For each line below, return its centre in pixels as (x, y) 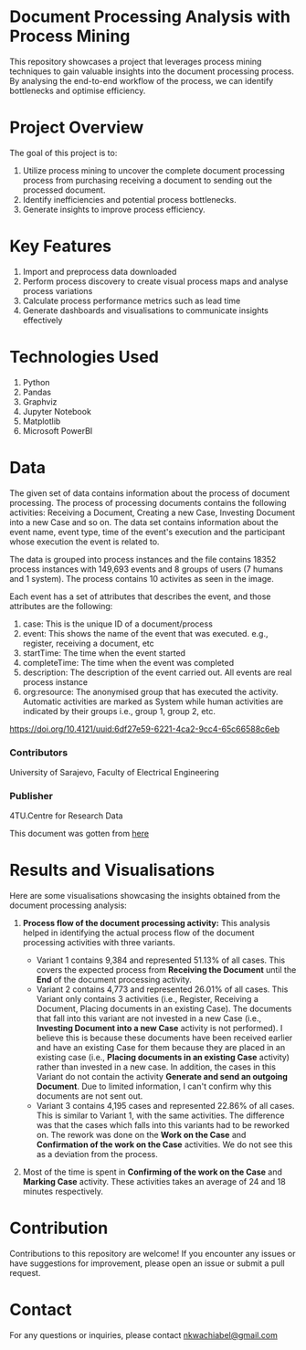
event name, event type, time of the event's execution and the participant (148, 532)
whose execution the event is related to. (84, 542)
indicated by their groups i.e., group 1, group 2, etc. (119, 711)
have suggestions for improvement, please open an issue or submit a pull (147, 1263)
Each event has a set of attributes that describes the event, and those (140, 596)
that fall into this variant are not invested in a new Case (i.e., (149, 1018)
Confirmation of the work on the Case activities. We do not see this (164, 1144)
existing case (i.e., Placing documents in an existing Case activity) (163, 1058)
